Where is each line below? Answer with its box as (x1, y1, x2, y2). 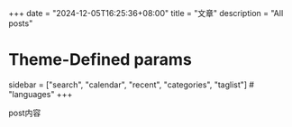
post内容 (8, 107, 41, 118)
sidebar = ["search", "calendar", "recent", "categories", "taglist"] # (8, 79, 254, 90)
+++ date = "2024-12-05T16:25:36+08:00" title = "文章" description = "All (8, 8, 284, 18)
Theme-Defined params (8, 50, 193, 70)
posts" (8, 18, 33, 29)
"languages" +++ (8, 88, 73, 99)
